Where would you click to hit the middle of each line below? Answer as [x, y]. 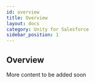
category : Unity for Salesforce [47, 29]
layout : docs [23, 23]
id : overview [23, 12]
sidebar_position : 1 [33, 35]
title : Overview [27, 18]
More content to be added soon [46, 74]
